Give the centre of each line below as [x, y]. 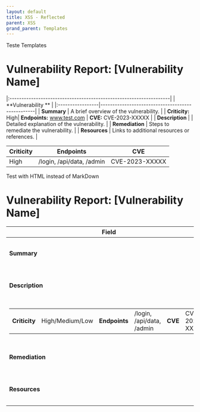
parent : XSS [21, 23]
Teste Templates [26, 45]
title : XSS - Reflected [36, 17]
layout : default [26, 12]
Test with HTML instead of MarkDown [53, 176]
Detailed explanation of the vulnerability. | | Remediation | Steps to [88, 124]
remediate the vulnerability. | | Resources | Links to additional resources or [98, 130]
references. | [22, 137]
